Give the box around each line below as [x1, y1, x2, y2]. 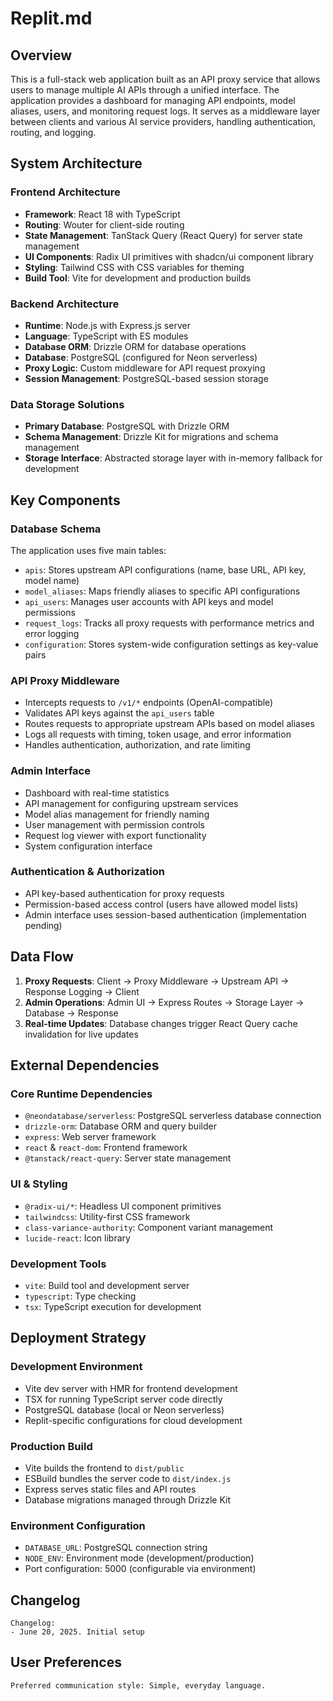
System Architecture [10, 155, 143, 172]
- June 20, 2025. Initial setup [10, 1627, 145, 1637]
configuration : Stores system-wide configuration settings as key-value [24, 638, 319, 650]
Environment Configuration [10, 1518, 146, 1532]
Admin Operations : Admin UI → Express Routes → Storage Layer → [24, 996, 305, 1008]
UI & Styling [10, 1177, 68, 1191]
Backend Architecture [10, 297, 120, 311]
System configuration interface [24, 840, 153, 852]
